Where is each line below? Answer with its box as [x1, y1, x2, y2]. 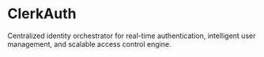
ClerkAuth [7, 5, 77, 23]
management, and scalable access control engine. [7, 39, 172, 48]
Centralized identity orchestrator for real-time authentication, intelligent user [7, 31, 256, 40]
